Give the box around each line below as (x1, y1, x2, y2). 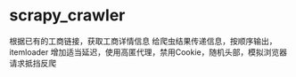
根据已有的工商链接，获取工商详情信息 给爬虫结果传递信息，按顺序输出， (9, 35, 277, 46)
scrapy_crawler (9, 5, 126, 26)
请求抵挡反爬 (9, 58, 56, 68)
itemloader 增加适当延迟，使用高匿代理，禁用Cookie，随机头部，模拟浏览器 (9, 46, 288, 58)
